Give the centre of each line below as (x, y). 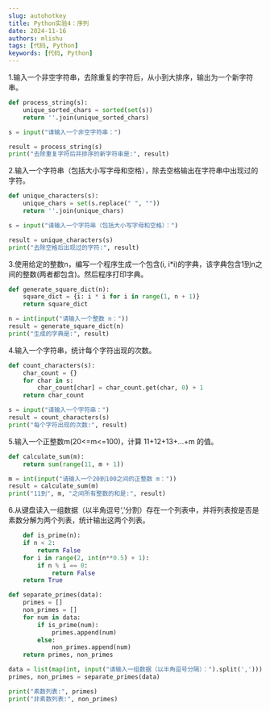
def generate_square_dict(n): (59, 289)
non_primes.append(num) (91, 647)
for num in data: (52, 617)
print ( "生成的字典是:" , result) (59, 334)
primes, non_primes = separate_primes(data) (84, 677)
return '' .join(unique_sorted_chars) (86, 118)
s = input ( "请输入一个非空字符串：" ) (65, 132)
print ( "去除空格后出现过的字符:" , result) (74, 247)
